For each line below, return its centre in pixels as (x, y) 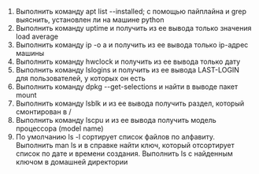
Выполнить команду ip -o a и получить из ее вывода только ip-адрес (132, 45)
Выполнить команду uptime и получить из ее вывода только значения (133, 28)
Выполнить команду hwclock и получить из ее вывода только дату (128, 61)
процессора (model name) (59, 128)
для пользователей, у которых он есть (80, 78)
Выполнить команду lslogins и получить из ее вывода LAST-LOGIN (128, 70)
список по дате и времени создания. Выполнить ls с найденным (124, 154)
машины (30, 53)
